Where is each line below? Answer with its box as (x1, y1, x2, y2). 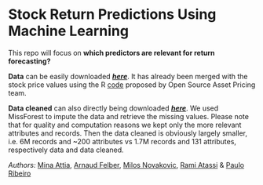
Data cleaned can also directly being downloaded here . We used (8, 103, 219, 113)
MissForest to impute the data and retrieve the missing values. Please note (8, 111, 250, 121)
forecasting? (8, 56, 51, 66)
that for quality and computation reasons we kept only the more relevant (8, 120, 242, 129)
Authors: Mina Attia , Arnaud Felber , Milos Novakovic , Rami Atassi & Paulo (8, 160, 245, 169)
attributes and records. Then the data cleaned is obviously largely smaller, (8, 128, 248, 138)
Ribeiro (8, 169, 31, 178)
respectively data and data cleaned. (8, 145, 124, 154)
